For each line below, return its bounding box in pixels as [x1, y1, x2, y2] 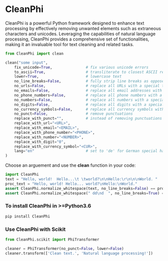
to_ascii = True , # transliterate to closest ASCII [14, 69, 157, 75]
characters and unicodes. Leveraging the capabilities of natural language [5, 31, 156, 37]
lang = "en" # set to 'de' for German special [14, 149, 157, 154]
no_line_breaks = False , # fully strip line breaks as [14, 79, 149, 84]
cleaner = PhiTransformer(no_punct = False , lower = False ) [5, 246, 124, 251]
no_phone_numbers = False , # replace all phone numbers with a [14, 93, 162, 98]
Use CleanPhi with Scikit [5, 225, 66, 232]
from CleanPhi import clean [5, 51, 64, 56]
